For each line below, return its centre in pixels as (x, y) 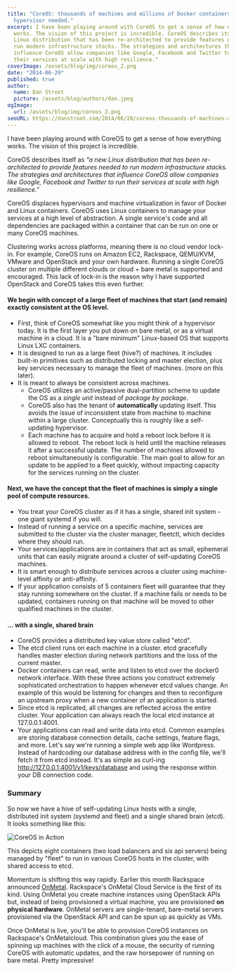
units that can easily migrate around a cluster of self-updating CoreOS (119, 557)
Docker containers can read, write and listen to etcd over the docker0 (118, 670)
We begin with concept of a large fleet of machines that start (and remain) (117, 300)
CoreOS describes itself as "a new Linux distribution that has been (104, 160)
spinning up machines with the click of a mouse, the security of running (111, 945)
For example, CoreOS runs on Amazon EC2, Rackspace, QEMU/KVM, (116, 254)
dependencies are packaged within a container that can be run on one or (113, 225)
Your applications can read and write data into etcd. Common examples (121, 730)
